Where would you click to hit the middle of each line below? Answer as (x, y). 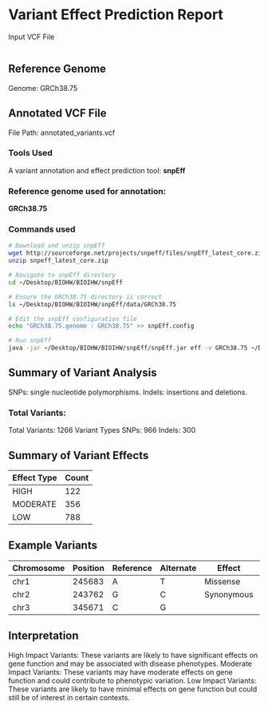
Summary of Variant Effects (79, 456)
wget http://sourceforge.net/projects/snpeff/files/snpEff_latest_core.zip (137, 253)
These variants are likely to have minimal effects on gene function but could (133, 689)
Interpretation (43, 636)
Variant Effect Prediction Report (116, 15)
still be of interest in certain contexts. (69, 697)
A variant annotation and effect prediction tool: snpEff (97, 170)
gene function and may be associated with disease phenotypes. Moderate (130, 663)
